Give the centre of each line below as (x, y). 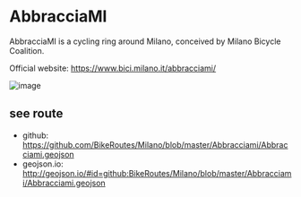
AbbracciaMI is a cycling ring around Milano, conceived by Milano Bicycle (145, 41)
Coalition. (27, 50)
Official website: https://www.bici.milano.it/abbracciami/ (113, 68)
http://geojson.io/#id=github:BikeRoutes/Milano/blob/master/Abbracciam (157, 173)
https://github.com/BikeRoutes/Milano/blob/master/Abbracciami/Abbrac (155, 144)
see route (36, 114)
